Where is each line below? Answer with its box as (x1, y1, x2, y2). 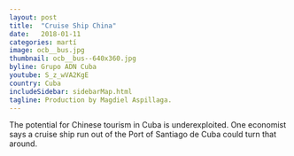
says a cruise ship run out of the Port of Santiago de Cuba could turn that (9, 129, 277, 140)
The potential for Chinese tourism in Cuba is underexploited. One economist (9, 120, 287, 130)
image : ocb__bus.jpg (9, 46, 86, 55)
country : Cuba (9, 79, 62, 88)
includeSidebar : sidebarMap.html (9, 87, 133, 96)
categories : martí (9, 37, 77, 47)
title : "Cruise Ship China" (9, 21, 117, 30)
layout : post (9, 12, 58, 22)
